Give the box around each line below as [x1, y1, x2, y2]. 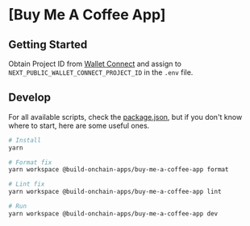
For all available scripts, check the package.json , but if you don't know [8, 112, 243, 121]
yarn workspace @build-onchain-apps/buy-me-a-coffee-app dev [8, 209, 219, 218]
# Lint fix [8, 180, 45, 188]
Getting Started [8, 38, 88, 51]
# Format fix [8, 158, 52, 166]
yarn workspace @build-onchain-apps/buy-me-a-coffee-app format [8, 166, 229, 174]
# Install [8, 136, 42, 144]
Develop [8, 91, 51, 105]
